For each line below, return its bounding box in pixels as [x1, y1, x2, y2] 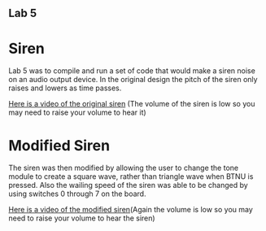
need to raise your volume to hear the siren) [8, 213, 156, 223]
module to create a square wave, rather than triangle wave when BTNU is [8, 172, 254, 181]
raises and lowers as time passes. [8, 83, 122, 93]
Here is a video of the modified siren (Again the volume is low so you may [8, 205, 254, 215]
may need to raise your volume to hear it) [8, 107, 146, 117]
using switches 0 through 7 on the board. [8, 189, 146, 198]
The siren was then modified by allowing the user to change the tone [8, 163, 238, 173]
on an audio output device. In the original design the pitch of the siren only [8, 75, 258, 85]
